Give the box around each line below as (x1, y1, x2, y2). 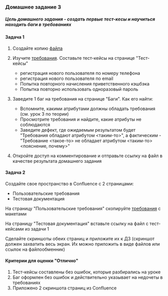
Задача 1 (5, 34, 25, 40)
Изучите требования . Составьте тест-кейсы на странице (12, 55, 135, 61)
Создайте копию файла (12, 45, 63, 51)
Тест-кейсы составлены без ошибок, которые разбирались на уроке (12, 269, 161, 275)
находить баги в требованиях (5, 21, 71, 27)
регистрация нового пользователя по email (20, 75, 114, 81)
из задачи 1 (25, 226, 49, 232)
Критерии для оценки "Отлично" (5, 258, 78, 264)
